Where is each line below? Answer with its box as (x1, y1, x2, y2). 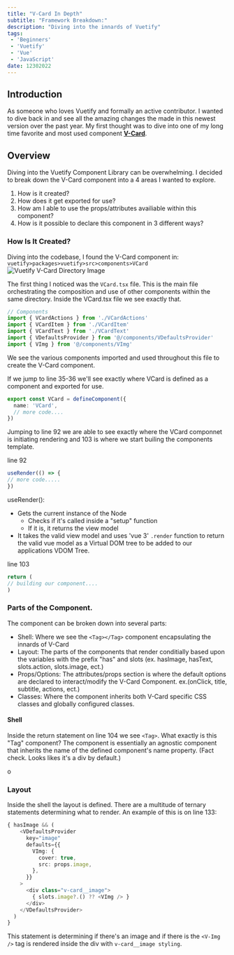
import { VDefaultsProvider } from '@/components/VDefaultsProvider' (7, 334, 214, 341)
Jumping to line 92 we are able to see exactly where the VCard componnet (7, 428, 222, 436)
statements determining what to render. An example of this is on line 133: (7, 808, 217, 817)
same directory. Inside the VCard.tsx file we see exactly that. (7, 294, 182, 303)
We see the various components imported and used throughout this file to (7, 353, 220, 362)
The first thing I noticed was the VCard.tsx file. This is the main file (7, 280, 198, 288)
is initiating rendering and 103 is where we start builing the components (7, 435, 213, 444)
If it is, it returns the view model (27, 524, 119, 532)
